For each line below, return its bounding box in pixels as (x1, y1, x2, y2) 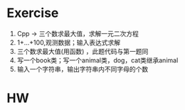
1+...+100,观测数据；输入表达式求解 (16, 38, 121, 47)
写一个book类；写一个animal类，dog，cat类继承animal (16, 55, 179, 65)
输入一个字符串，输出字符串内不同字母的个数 (16, 65, 149, 73)
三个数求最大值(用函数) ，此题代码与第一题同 (16, 47, 149, 55)
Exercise (6, 5, 59, 21)
